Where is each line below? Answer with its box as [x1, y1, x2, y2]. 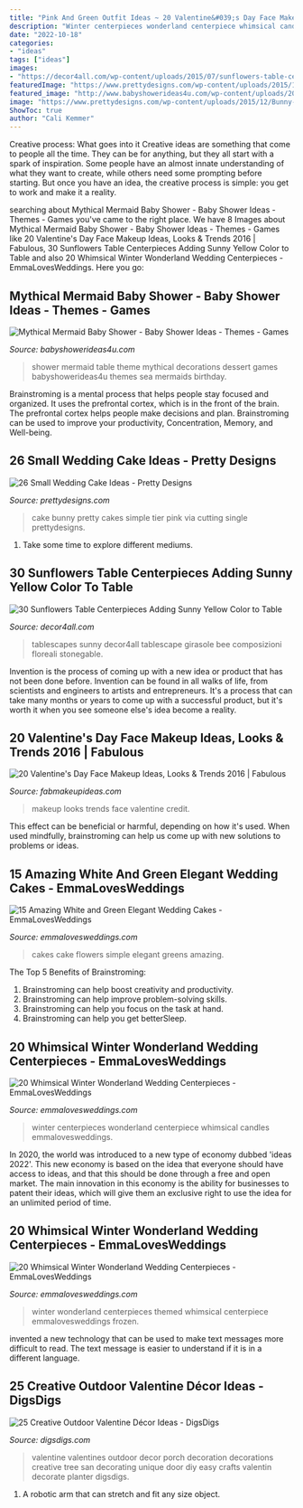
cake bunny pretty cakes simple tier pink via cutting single [31, 512, 248, 523]
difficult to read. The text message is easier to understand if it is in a [9, 1343, 262, 1353]
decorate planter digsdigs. [31, 1471, 130, 1482]
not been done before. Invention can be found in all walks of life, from [9, 675, 269, 686]
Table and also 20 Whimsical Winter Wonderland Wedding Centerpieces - [9, 252, 284, 263]
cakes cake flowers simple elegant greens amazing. [31, 949, 225, 960]
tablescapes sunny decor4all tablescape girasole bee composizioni [31, 638, 282, 649]
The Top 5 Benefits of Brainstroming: [9, 966, 147, 977]
